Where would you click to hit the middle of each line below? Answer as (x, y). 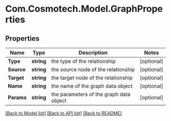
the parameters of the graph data (91, 94)
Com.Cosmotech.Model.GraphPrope (84, 9)
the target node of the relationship (92, 78)
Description (93, 53)
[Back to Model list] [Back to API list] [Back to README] (64, 113)
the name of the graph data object (92, 86)
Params (17, 97)
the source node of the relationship (93, 69)
